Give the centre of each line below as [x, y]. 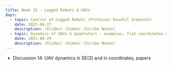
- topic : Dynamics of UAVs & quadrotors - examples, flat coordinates [87, 34]
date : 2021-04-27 [33, 24]
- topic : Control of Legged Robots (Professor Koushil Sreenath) [81, 19]
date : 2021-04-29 [33, 39]
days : [11, 15]
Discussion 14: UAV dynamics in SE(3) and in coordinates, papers [82, 58]
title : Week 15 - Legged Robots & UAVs [48, 10]
